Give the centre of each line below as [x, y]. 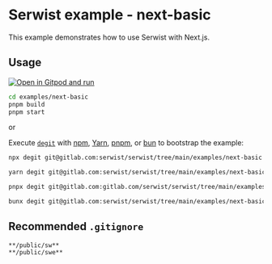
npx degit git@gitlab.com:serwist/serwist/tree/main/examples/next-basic [136, 158]
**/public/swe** [36, 252]
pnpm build [27, 104]
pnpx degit [27, 187]
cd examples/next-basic [49, 97]
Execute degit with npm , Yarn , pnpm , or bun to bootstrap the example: [126, 143]
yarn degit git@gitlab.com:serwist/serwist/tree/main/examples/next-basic [137, 172]
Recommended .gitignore [76, 226]
